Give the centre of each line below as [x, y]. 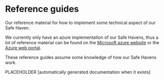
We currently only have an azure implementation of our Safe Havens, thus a [82, 37]
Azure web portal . [23, 48]
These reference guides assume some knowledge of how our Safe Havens [81, 57]
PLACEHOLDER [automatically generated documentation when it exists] [78, 72]
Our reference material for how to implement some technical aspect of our [81, 23]
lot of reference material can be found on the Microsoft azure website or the [82, 42]
